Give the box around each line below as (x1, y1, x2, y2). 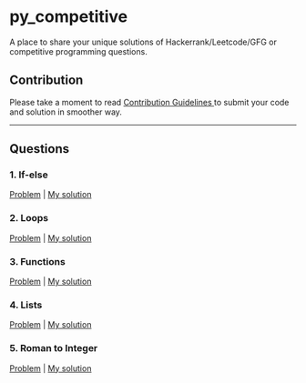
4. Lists (9, 298, 43, 311)
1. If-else (9, 168, 48, 181)
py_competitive (9, 6, 128, 27)
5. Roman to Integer (9, 342, 98, 355)
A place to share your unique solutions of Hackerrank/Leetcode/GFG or (9, 36, 278, 47)
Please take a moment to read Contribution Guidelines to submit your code (9, 96, 290, 107)
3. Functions (9, 255, 66, 267)
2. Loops (9, 212, 48, 225)
